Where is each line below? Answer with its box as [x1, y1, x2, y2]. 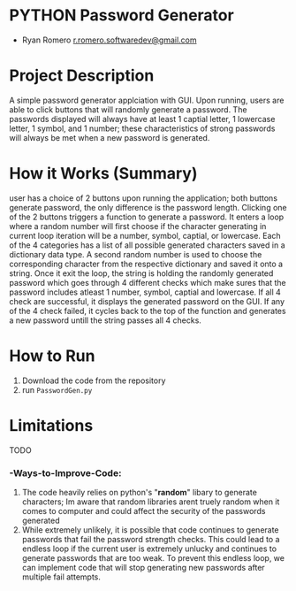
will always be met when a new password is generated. [9, 132, 210, 142]
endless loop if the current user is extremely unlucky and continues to [21, 543, 277, 554]
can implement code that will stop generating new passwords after [21, 562, 265, 572]
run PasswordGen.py [21, 384, 93, 395]
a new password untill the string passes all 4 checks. [9, 315, 201, 326]
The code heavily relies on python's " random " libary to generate [21, 487, 258, 497]
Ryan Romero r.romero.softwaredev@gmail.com [21, 35, 197, 45]
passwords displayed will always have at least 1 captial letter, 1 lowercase [9, 113, 276, 124]
